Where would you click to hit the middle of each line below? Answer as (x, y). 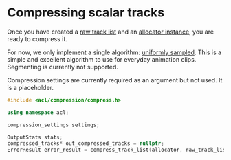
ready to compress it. (37, 38)
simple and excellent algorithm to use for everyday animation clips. (102, 59)
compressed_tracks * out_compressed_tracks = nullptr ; (86, 144)
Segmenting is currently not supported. (63, 67)
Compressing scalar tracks (86, 13)
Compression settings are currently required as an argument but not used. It (115, 80)
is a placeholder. (30, 87)
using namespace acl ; (38, 112)
